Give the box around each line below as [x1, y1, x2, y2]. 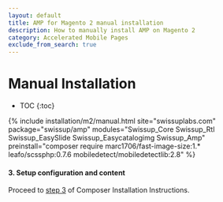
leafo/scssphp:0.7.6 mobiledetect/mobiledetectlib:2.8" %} [8, 150, 195, 159]
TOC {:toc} [19, 101, 55, 110]
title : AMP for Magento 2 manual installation [8, 19, 164, 27]
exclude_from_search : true [8, 41, 97, 49]
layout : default [8, 11, 61, 20]
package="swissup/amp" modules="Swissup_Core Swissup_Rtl [8, 125, 215, 134]
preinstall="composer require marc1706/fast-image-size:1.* [8, 141, 201, 151]
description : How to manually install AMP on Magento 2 [8, 26, 195, 34]
